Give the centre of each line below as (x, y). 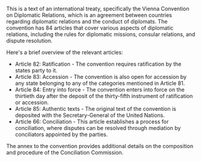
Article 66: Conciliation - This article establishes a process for (92, 122)
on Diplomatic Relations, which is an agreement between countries (89, 15)
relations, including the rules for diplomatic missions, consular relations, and (101, 34)
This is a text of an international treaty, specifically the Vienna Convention (98, 9)
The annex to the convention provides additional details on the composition (100, 146)
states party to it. (36, 70)
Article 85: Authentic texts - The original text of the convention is (95, 109)
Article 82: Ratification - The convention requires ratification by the (98, 64)
